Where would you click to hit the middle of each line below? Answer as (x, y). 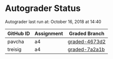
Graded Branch (87, 33)
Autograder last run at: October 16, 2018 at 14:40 (53, 22)
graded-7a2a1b (86, 49)
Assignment (49, 33)
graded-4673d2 (87, 41)
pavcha (16, 41)
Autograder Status (43, 8)
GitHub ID (19, 33)
